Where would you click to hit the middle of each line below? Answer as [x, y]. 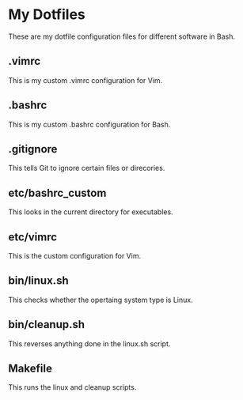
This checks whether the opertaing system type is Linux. [101, 300]
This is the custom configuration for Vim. [74, 256]
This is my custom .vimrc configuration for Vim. [85, 80]
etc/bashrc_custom [57, 192]
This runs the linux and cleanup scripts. [72, 387]
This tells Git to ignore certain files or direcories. [87, 168]
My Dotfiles [47, 15]
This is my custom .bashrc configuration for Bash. [89, 124]
